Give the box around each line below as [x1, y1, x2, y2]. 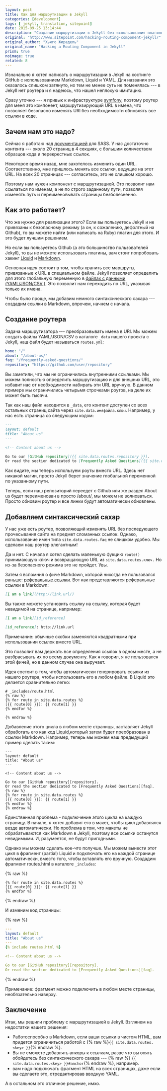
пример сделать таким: [5, 739, 56, 745]
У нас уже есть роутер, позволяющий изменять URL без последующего [5, 526, 158, 532]
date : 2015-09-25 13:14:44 [5, 26, 61, 31]
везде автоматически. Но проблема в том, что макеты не [5, 825, 128, 831]
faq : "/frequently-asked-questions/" [5, 358, 83, 363]
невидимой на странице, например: [5, 606, 82, 612]
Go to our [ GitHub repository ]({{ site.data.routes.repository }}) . [5, 454, 150, 459]
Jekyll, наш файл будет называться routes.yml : [5, 339, 104, 345]
